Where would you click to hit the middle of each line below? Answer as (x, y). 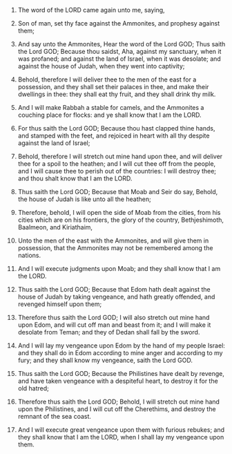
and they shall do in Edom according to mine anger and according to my (120, 353)
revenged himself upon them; (60, 304)
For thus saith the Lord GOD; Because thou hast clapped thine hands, (116, 128)
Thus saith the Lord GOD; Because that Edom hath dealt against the (114, 289)
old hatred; (33, 388)
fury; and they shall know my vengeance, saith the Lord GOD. (105, 360)
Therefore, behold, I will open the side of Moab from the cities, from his (119, 212)
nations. (29, 255)
